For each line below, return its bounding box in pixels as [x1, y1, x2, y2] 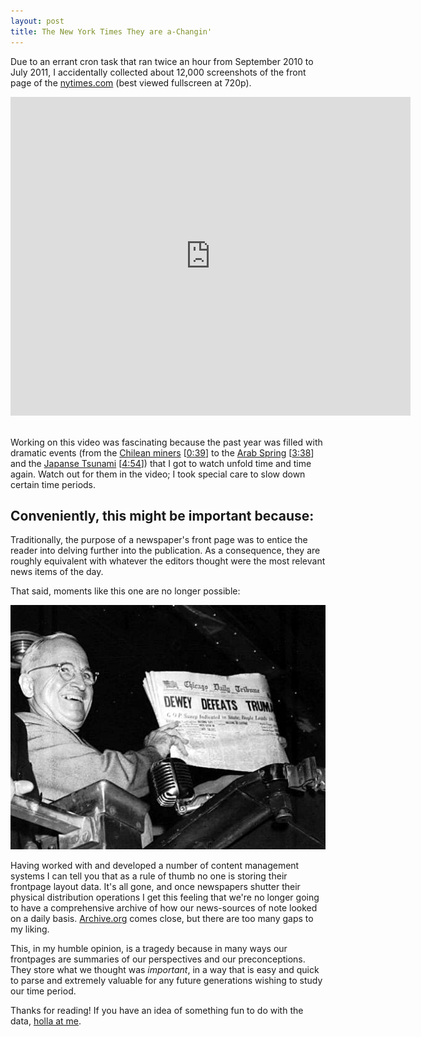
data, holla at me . [10, 1015, 82, 1027]
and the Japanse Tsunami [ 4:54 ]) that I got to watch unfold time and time [10, 457, 312, 469]
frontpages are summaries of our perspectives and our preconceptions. [10, 953, 306, 965]
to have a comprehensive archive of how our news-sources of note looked [10, 902, 318, 914]
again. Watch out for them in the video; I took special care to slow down [10, 468, 306, 480]
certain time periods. [10, 478, 97, 490]
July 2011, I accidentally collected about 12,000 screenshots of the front [10, 66, 307, 78]
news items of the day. [10, 566, 104, 578]
